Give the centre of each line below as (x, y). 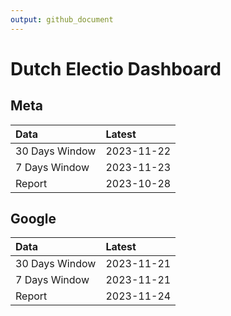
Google (33, 219)
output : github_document (62, 19)
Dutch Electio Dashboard (116, 68)
